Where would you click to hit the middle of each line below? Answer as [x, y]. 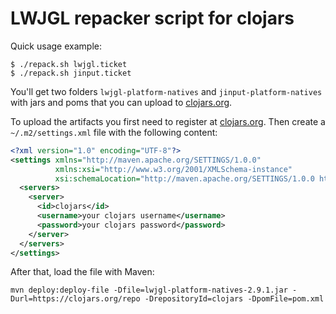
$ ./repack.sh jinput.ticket [71, 73]
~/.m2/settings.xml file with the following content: [114, 132]
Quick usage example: [56, 46]
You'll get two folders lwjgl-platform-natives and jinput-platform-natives [166, 91]
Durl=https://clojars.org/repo [75, 299]
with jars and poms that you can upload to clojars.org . [121, 102]
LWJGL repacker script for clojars [152, 18]
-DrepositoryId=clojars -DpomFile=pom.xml [234, 299]
